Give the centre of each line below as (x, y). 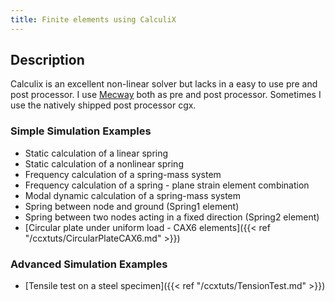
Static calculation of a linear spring (96, 153)
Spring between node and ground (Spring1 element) (132, 206)
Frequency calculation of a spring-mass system (123, 174)
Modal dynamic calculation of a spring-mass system (133, 195)
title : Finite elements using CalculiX (93, 19)
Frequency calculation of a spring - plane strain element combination (167, 185)
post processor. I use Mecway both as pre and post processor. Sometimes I (166, 95)
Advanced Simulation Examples (89, 264)
